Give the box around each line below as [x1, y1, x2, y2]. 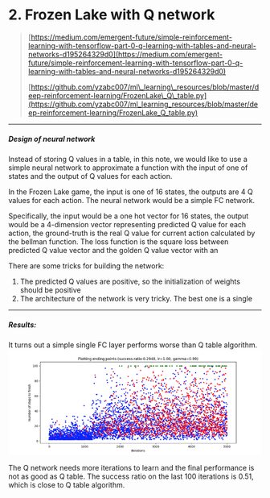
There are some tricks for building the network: [8, 260, 165, 271]
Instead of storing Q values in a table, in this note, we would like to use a [8, 154, 247, 164]
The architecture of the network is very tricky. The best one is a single [19, 293, 253, 303]
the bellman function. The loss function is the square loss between [8, 236, 229, 247]
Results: [8, 320, 37, 330]
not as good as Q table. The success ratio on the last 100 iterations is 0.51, [8, 471, 255, 481]
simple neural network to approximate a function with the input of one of [8, 163, 248, 172]
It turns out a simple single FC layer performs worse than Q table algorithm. [8, 340, 258, 350]
